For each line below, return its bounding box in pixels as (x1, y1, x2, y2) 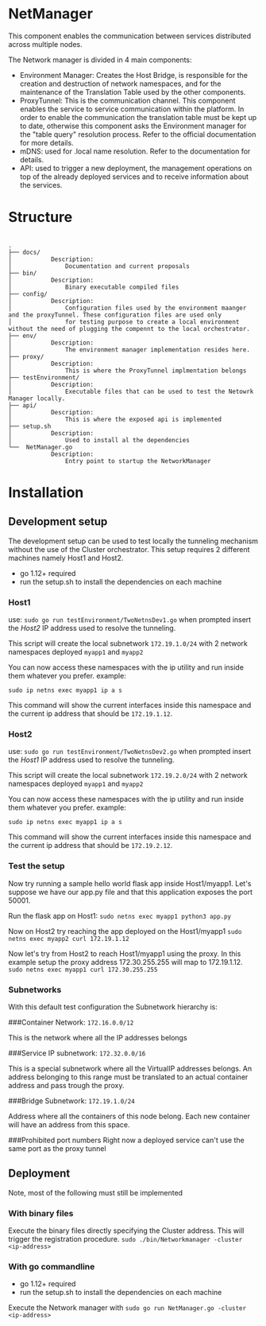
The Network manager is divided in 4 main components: (8, 55, 192, 64)
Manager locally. (8, 395, 66, 402)
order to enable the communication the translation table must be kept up (19, 112, 257, 122)
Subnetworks (8, 984, 62, 995)
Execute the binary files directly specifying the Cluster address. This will (8, 1226, 245, 1235)
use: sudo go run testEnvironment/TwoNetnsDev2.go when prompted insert (8, 747, 252, 756)
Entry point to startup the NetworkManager (64, 457, 212, 465)
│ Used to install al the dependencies (8, 436, 191, 444)
